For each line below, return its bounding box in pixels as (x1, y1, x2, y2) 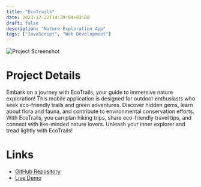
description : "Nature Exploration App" (6, 25, 106, 32)
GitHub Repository (14, 168, 61, 175)
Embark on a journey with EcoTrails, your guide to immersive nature (6, 88, 173, 96)
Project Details (6, 69, 81, 82)
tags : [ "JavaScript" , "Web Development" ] (6, 31, 112, 37)
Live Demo (14, 174, 42, 181)
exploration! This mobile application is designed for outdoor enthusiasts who (6, 95, 196, 102)
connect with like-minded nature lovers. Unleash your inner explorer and (6, 121, 185, 128)
